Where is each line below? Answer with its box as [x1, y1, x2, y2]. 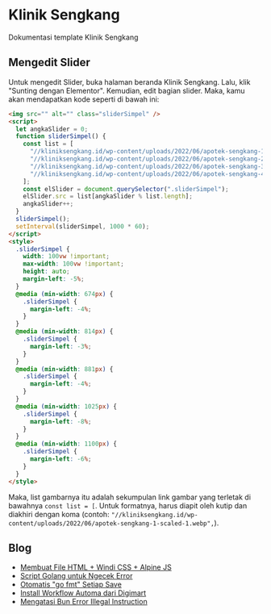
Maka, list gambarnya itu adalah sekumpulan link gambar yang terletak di [8, 492, 252, 502]
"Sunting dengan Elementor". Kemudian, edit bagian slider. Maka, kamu [8, 86, 245, 95]
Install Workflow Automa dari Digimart [19, 588, 147, 598]
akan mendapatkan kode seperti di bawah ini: [8, 94, 160, 104]
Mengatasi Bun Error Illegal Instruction [19, 597, 148, 607]
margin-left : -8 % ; [29, 417, 92, 425]
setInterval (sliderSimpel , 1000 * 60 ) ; [15, 222, 150, 231]
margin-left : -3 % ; [29, 342, 92, 350]
